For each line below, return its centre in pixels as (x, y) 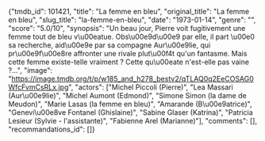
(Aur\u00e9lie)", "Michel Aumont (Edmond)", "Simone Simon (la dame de (128, 95)
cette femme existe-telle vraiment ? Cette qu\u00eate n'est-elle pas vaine (129, 62)
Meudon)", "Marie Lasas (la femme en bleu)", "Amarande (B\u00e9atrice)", (130, 104)
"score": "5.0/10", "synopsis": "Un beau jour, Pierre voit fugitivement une (127, 28)
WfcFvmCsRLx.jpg (38, 87)
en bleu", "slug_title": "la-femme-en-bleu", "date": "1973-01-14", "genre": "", (132, 20)
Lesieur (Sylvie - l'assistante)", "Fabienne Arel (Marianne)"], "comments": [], (133, 121)
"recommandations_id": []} (52, 129)
